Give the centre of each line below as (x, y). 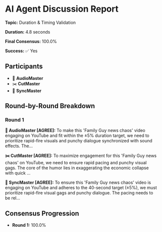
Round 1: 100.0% (29, 225)
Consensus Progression (42, 213)
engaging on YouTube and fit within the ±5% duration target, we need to (77, 135)
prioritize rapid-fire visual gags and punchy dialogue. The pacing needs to (79, 193)
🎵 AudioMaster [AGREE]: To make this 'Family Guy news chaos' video (75, 131)
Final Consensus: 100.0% (31, 41)
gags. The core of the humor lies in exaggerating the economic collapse (77, 168)
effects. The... (19, 146)
